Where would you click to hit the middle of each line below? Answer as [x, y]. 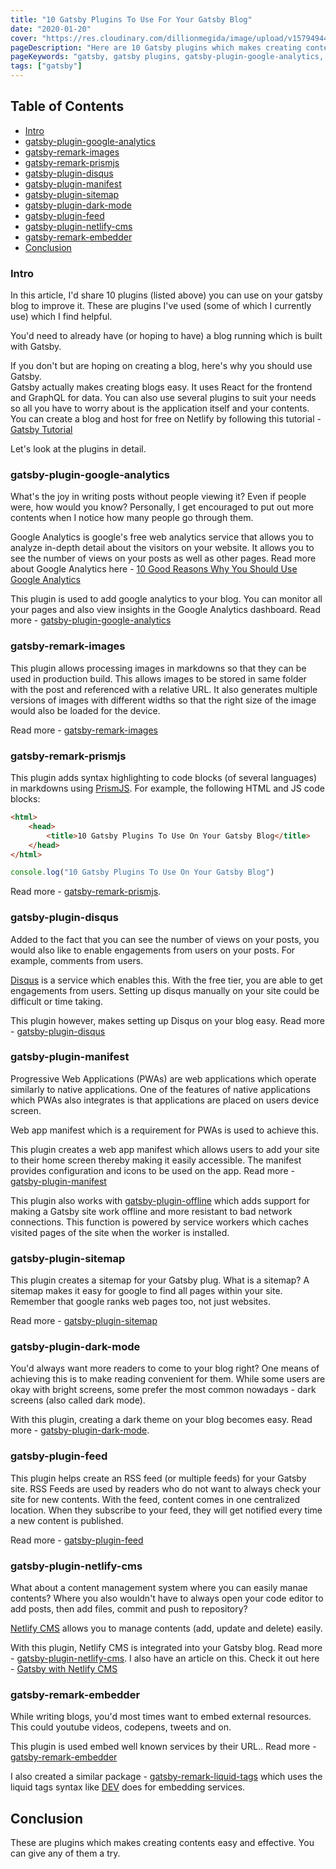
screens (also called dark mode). [78, 1400]
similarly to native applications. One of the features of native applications [160, 1089]
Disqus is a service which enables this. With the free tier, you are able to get [166, 980]
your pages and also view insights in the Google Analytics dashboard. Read [166, 610]
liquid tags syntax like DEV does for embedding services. [128, 1787]
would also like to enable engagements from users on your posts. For [153, 950]
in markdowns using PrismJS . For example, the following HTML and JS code [167, 788]
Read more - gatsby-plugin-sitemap [84, 1321]
